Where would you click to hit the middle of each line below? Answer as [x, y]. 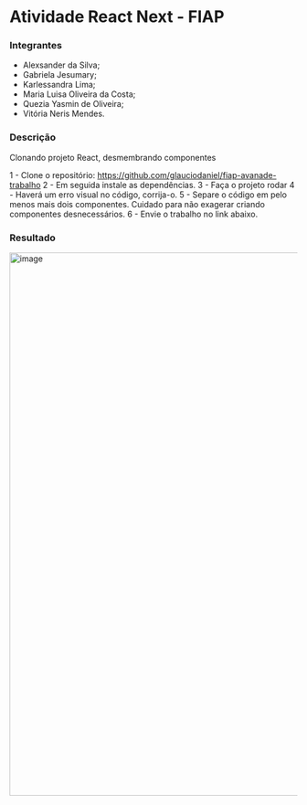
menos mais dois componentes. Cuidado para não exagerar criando [137, 204]
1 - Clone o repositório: [53, 175]
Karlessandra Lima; [59, 85]
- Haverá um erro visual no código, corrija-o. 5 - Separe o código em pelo [148, 195]
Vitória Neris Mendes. [64, 114]
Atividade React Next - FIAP [117, 17]
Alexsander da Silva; [61, 65]
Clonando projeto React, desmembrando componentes [113, 157]
